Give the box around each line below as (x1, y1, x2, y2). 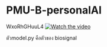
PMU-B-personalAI (6, 4, 102, 17)
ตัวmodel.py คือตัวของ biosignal (6, 34, 77, 41)
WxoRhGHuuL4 (6, 23, 44, 30)
